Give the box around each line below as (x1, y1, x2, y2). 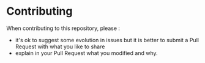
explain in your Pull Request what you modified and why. (15, 49, 158, 56)
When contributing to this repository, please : (6, 24, 121, 32)
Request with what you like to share (15, 43, 105, 50)
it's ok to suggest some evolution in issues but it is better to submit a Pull (15, 36, 199, 43)
